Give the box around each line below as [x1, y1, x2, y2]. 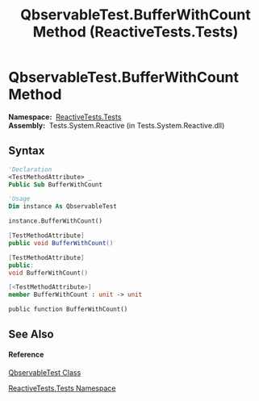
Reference [8, 349, 44, 360]
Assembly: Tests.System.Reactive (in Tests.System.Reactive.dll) [8, 120, 225, 130]
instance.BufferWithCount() [8, 217, 103, 225]
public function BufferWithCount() [8, 305, 128, 314]
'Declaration [8, 165, 52, 173]
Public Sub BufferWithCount [8, 180, 103, 189]
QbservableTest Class [8, 367, 81, 377]
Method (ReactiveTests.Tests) [32, 23, 239, 41]
